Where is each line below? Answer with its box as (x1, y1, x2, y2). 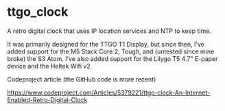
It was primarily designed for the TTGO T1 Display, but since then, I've (7, 40, 204, 48)
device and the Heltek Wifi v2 (7, 62, 91, 70)
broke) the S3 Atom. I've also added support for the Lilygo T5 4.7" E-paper (7, 54, 218, 62)
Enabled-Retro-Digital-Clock (7, 95, 88, 103)
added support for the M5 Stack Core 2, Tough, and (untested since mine (7, 47, 215, 56)
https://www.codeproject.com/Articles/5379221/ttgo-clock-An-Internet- (7, 88, 211, 97)
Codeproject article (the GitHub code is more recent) (7, 75, 156, 83)
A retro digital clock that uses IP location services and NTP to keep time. (7, 27, 211, 35)
